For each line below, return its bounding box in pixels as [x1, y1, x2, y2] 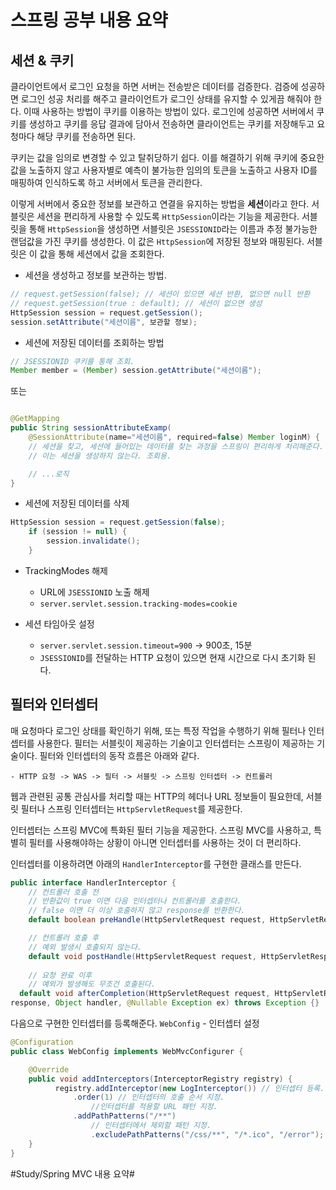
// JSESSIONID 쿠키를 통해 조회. [10, 356, 135, 366]
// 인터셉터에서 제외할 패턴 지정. [90, 1121, 212, 1131]
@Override [28, 1064, 70, 1075]
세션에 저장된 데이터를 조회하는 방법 [24, 336, 165, 348]
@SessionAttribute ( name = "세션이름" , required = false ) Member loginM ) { [28, 432, 320, 442]
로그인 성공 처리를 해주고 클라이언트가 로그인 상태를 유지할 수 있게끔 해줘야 [20, 93, 312, 105]
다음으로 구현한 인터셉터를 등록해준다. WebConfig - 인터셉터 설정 [10, 1017, 260, 1030]
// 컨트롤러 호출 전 [28, 887, 100, 897]
